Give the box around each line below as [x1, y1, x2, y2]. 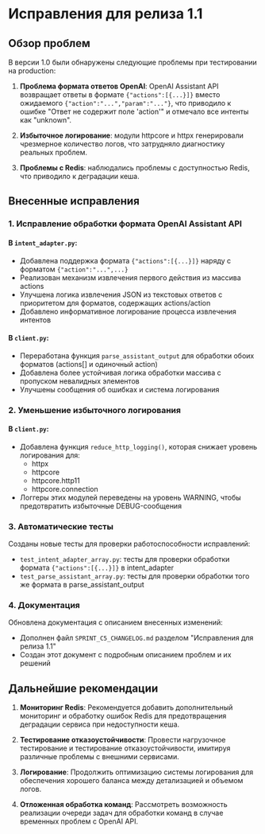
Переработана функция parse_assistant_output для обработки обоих [19, 351, 255, 360]
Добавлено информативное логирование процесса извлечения [19, 306, 236, 316]
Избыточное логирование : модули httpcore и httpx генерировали [19, 131, 244, 140]
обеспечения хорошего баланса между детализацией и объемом [19, 776, 244, 785]
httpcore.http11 [31, 475, 81, 485]
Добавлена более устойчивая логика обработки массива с [19, 368, 221, 377]
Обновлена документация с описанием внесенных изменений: [8, 618, 224, 627]
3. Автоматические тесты [8, 520, 113, 532]
